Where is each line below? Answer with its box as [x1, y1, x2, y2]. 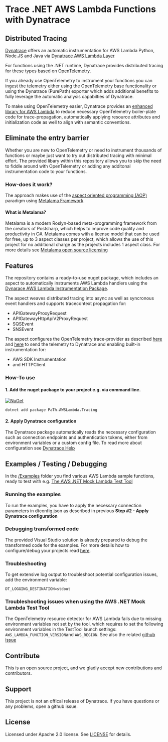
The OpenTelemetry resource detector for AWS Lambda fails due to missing [5, 616, 162, 622]
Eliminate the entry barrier [5, 134, 89, 142]
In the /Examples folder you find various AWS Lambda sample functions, [5, 473, 155, 479]
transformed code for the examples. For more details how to [5, 542, 129, 548]
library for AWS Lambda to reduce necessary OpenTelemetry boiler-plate [5, 109, 156, 114]
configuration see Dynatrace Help [5, 445, 75, 451]
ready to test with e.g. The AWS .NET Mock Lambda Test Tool [5, 478, 133, 485]
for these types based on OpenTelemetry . [5, 68, 91, 74]
